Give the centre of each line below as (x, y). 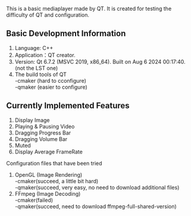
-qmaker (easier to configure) (51, 87)
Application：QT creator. (45, 55)
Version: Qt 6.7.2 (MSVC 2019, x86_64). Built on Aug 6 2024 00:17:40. (100, 61)
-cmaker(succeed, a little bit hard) (57, 181)
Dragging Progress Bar (43, 133)
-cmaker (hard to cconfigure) (50, 80)
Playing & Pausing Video (45, 126)
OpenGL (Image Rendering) (48, 174)
